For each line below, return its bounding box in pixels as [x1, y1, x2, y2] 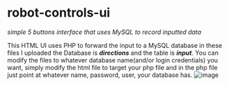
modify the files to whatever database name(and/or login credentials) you [7, 55, 218, 64]
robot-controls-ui [7, 5, 111, 21]
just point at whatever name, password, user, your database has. [7, 71, 193, 79]
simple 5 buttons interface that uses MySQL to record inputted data [7, 28, 202, 36]
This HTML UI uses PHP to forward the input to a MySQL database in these [7, 41, 223, 49]
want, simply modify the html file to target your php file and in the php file [7, 63, 218, 71]
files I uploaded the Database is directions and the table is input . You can [7, 49, 219, 57]
